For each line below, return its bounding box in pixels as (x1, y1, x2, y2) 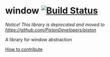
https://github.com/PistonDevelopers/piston (5, 26, 97, 32)
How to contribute (5, 46, 43, 52)
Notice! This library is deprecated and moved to (5, 21, 105, 27)
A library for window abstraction (5, 36, 72, 42)
